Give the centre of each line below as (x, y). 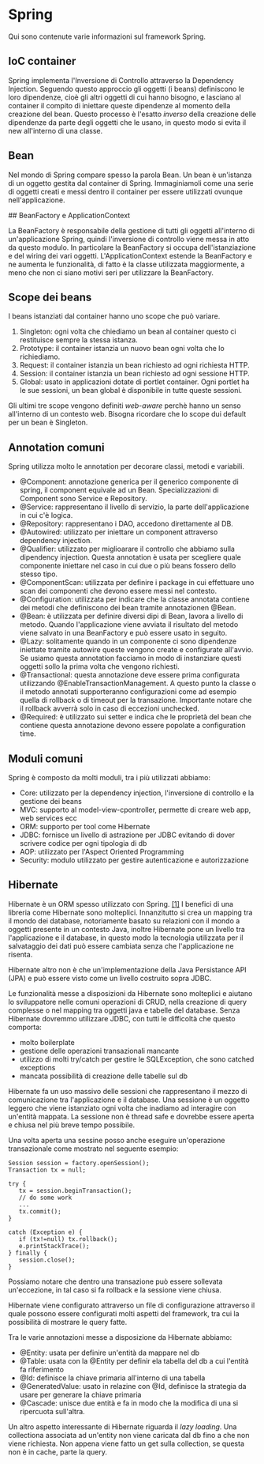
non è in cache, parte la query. (58, 1451)
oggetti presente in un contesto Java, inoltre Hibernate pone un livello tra (127, 929)
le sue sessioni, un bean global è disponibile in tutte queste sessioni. (131, 391)
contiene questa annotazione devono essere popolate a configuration (132, 726)
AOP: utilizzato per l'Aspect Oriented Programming (102, 852)
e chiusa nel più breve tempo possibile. (72, 1125)
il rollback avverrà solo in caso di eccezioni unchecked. (109, 708)
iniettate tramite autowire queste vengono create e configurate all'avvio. (136, 650)
